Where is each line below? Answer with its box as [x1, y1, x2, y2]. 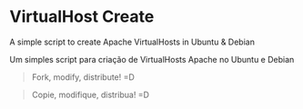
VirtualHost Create [9, 6, 155, 27]
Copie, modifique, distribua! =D [31, 89, 150, 100]
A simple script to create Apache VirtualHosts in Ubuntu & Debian [9, 36, 255, 47]
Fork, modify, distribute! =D [31, 71, 135, 83]
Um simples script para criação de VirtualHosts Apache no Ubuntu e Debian [9, 54, 295, 64]
